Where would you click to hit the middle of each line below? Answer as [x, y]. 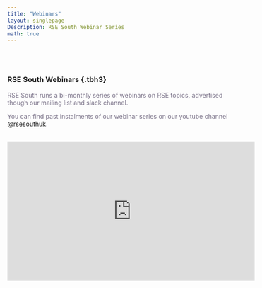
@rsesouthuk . [28, 124]
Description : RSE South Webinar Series [66, 27]
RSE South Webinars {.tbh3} [57, 80]
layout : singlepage [36, 21]
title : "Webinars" [34, 14]
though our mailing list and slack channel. [68, 103]
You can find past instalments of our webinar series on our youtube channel [118, 116]
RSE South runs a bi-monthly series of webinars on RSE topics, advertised [115, 95]
